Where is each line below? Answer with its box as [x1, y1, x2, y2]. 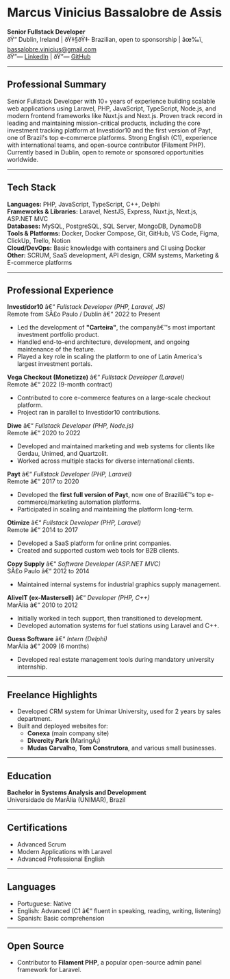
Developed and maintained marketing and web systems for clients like [16, 442, 215, 450]
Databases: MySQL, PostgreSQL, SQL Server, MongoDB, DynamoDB [7, 222, 202, 230]
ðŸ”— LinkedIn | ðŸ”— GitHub [7, 52, 91, 60]
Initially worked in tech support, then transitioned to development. [16, 614, 203, 623]
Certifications [7, 822, 68, 833]
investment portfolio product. [16, 331, 99, 339]
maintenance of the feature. [16, 345, 96, 354]
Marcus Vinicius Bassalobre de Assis [7, 5, 222, 21]
